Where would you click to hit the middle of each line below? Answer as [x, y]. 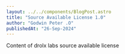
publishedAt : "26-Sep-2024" [41, 28]
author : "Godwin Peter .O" [40, 23]
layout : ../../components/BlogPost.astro [59, 12]
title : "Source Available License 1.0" [56, 17]
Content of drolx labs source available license [62, 46]
